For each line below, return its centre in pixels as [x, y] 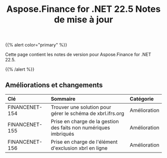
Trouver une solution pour [81, 107]
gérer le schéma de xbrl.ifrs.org [87, 113]
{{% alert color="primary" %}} [36, 45]
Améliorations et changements [54, 85]
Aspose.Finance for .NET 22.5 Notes [83, 9]
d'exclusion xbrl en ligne [79, 148]
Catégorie [142, 99]
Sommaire [63, 99]
